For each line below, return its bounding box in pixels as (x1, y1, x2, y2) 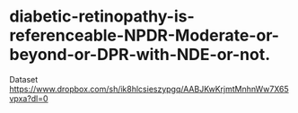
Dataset (9, 74, 39, 84)
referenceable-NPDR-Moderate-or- (9, 25, 280, 46)
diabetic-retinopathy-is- (9, 6, 195, 27)
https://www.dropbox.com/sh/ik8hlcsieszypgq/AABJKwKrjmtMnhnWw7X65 (9, 83, 289, 94)
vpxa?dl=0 (9, 92, 48, 104)
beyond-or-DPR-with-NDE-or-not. (9, 45, 271, 65)
